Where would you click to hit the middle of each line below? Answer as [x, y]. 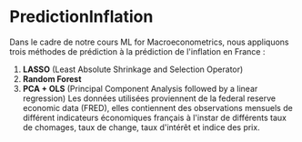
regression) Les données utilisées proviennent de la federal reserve [149, 98]
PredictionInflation [81, 17]
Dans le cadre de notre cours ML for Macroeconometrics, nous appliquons [149, 42]
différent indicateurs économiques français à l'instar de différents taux [154, 117]
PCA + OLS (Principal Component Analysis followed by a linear [140, 88]
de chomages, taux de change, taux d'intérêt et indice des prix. [141, 127]
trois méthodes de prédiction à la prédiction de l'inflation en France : [137, 51]
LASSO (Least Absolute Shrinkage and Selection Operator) [133, 69]
